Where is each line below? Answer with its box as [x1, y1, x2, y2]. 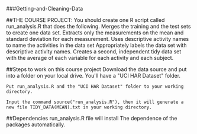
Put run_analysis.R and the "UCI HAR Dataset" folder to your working [6, 84, 184, 90]
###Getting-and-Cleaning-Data [6, 5, 83, 12]
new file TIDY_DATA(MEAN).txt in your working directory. [6, 104, 152, 110]
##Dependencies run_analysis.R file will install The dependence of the [6, 115, 177, 122]
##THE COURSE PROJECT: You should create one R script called [6, 17, 165, 23]
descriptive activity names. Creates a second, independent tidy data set [6, 48, 182, 55]
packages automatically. [6, 121, 66, 128]
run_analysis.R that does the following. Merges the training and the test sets [6, 23, 191, 30]
